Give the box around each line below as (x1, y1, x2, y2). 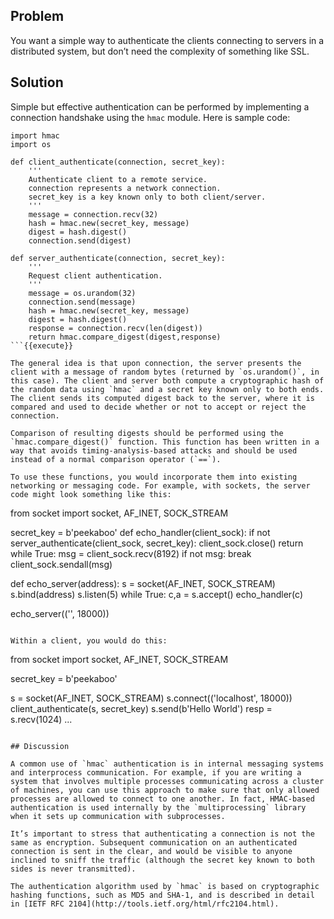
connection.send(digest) (28, 235, 132, 246)
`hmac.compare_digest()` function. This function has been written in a (10, 437, 320, 447)
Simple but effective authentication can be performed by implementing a (10, 100, 310, 113)
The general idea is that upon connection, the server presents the (10, 358, 302, 368)
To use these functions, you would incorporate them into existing (10, 472, 298, 482)
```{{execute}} (10, 340, 74, 351)
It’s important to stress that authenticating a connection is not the (10, 829, 315, 839)
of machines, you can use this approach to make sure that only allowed (10, 785, 320, 795)
